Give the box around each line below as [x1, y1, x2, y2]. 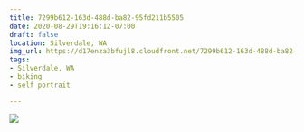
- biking [9, 72, 43, 81]
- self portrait [9, 80, 71, 90]
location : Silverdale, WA [9, 38, 107, 48]
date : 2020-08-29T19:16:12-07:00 [9, 22, 136, 31]
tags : [9, 55, 30, 64]
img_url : [9, 47, 43, 56]
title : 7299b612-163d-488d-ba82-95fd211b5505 [9, 13, 184, 23]
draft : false [9, 30, 59, 39]
